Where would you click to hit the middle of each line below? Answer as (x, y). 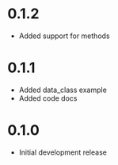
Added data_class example (63, 90)
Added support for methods (64, 36)
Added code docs (48, 98)
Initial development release (63, 152)
